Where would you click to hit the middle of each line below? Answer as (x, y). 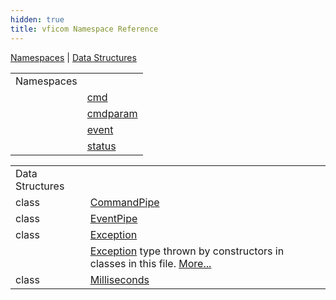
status (101, 146)
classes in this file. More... (150, 263)
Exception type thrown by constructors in (187, 251)
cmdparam (112, 113)
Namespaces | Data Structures (73, 57)
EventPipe (113, 218)
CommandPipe (124, 202)
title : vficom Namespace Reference (84, 29)
